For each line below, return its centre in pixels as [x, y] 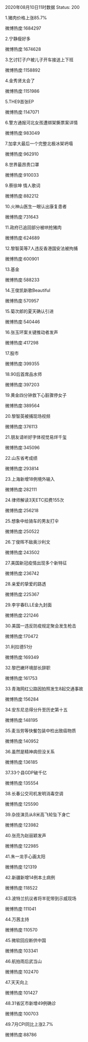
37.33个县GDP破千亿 [26, 773]
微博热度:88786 [21, 1035]
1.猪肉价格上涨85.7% [26, 18]
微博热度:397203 [22, 385]
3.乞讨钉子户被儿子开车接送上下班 [39, 60]
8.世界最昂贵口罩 [22, 165]
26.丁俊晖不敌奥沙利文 [28, 542]
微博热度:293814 [22, 468]
